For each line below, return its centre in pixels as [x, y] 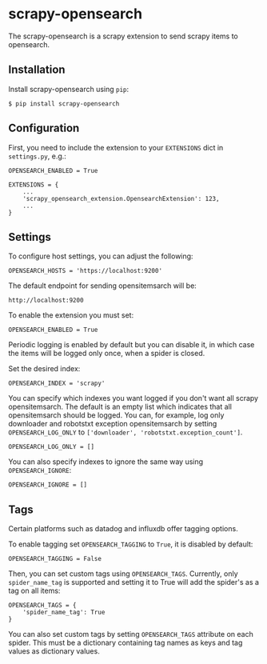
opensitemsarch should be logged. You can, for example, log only [116, 415]
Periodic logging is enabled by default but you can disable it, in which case [132, 345]
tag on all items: [34, 591]
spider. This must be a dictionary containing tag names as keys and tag [126, 643]
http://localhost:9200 [46, 301]
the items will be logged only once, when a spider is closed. [107, 354]
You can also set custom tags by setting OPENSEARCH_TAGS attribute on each [131, 634]
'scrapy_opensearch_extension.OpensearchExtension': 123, [121, 198]
